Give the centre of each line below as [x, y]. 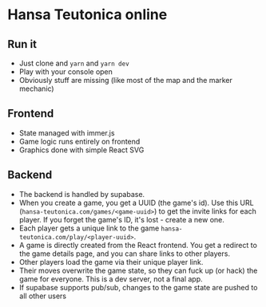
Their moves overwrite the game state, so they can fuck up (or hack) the [138, 270]
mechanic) [36, 89]
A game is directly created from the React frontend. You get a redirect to [138, 245]
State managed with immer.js [67, 132]
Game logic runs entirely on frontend [79, 141]
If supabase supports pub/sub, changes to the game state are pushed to [138, 287]
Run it [22, 44]
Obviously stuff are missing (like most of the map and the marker [126, 80]
